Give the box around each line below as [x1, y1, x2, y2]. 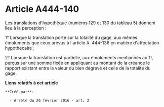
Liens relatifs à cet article [5, 80, 58, 86]
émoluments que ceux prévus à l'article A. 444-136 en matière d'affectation [5, 39, 160, 45]
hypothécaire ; [5, 45, 35, 51]
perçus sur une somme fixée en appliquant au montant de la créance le [5, 60, 150, 66]
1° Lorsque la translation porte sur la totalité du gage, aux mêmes [5, 35, 137, 40]
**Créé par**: [5, 89, 35, 94]
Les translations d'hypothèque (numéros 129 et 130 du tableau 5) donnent [5, 20, 156, 26]
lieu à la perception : [5, 25, 47, 31]
